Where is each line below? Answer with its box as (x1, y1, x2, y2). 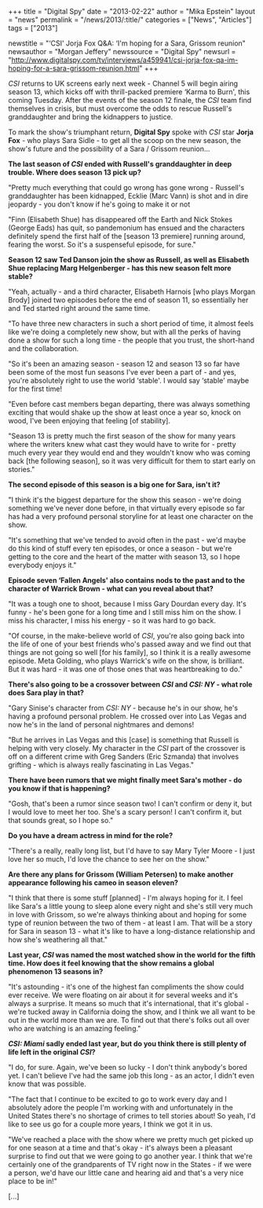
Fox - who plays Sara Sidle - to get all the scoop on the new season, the (8, 136, 242, 145)
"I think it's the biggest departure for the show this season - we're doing (8, 495, 242, 504)
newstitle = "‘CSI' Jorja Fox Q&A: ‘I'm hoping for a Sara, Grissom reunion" (8, 38, 246, 48)
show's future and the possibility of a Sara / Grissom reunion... (8, 145, 210, 153)
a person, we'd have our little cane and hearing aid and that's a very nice (8, 1168, 244, 1177)
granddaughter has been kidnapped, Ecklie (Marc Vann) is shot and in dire (8, 192, 249, 200)
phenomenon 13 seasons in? (8, 967, 104, 976)
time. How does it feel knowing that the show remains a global (8, 958, 214, 968)
